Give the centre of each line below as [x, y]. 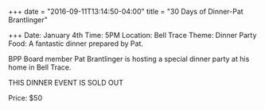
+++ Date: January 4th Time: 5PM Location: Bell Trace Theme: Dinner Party [132, 35]
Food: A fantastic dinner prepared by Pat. [76, 44]
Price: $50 [25, 98]
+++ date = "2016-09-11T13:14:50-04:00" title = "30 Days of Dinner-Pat [126, 11]
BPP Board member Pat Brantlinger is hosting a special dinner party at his [129, 59]
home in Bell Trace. [40, 67]
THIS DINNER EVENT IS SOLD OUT [66, 83]
